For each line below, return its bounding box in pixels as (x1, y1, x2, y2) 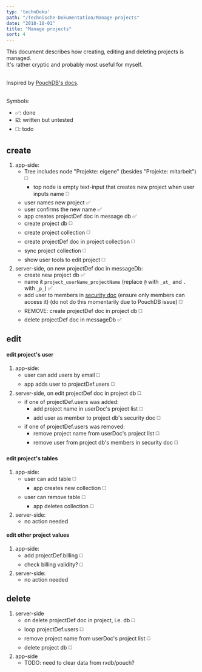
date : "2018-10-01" (6, 20, 56, 26)
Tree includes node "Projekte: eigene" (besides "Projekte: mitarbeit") (24, 167, 197, 175)
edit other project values (6, 531, 70, 539)
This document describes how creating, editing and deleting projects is (6, 48, 184, 55)
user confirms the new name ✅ (24, 206, 102, 213)
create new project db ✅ (24, 271, 86, 278)
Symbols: (6, 98, 30, 105)
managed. (6, 55, 32, 62)
